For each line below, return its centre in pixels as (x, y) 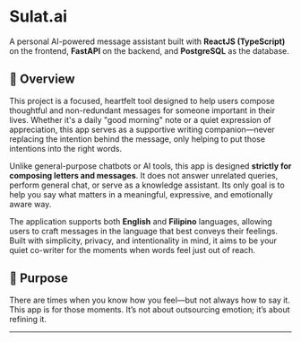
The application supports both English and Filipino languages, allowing (141, 221)
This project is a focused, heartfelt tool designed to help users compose (142, 101)
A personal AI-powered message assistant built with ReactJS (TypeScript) (147, 41)
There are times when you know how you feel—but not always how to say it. (150, 300)
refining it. (28, 319)
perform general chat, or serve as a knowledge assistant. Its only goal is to (147, 185)
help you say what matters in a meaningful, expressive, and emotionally (141, 194)
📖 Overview (42, 79)
